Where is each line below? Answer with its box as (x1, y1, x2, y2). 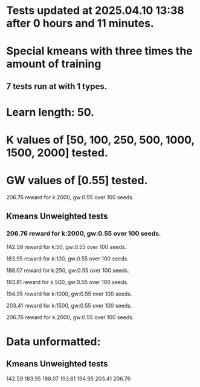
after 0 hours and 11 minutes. (6, 16, 154, 30)
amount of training (6, 57, 102, 71)
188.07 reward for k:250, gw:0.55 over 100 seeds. (6, 266, 130, 274)
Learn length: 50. (6, 105, 95, 119)
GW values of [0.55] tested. (6, 174, 148, 188)
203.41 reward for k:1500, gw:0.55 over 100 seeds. (6, 302, 132, 309)
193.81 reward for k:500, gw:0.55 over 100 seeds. (6, 278, 129, 285)
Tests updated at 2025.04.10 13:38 (6, 4, 184, 18)
